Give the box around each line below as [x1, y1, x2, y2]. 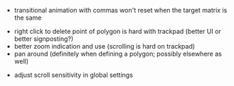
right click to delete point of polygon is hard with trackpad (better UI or [14, 27, 222, 35]
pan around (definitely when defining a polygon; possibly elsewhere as [14, 49, 222, 58]
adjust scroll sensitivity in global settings [14, 70, 134, 79]
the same [14, 13, 42, 22]
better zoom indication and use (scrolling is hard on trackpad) [14, 42, 196, 50]
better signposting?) [14, 35, 74, 43]
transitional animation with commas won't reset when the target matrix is [14, 6, 228, 14]
